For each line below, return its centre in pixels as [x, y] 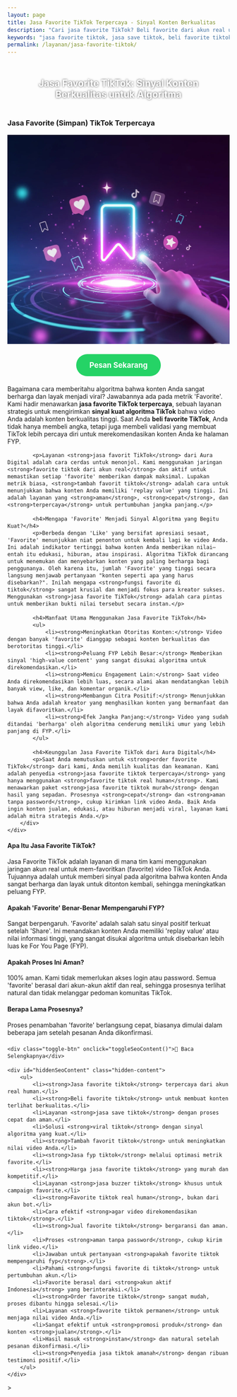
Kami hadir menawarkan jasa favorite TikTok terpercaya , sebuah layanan [115, 404]
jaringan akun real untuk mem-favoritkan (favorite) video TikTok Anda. [109, 869]
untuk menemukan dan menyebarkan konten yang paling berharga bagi [109, 561]
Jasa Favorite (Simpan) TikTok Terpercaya [81, 123]
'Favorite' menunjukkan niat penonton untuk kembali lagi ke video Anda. [118, 540]
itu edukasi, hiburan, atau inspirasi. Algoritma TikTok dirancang [127, 554]
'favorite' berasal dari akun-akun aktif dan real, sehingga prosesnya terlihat [116, 985]
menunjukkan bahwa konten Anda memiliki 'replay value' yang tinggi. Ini [118, 491]
